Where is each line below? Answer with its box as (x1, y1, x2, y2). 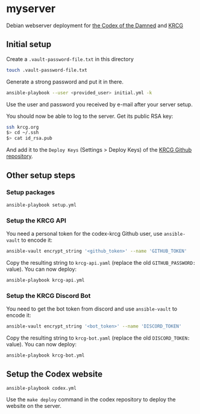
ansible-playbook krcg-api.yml (6, 277, 85, 283)
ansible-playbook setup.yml (6, 202, 77, 208)
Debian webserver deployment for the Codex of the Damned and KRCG (6, 22, 184, 29)
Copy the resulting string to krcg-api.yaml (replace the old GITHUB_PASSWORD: (6, 259, 196, 266)
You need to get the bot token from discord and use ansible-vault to (6, 305, 178, 312)
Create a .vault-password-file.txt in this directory (6, 55, 134, 62)
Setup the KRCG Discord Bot (6, 291, 91, 300)
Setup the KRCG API (6, 216, 66, 225)
